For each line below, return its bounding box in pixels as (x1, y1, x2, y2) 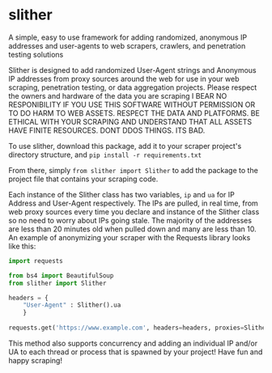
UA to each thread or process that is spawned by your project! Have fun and (8, 346, 263, 357)
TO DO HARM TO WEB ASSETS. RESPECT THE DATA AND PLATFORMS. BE (8, 108, 261, 118)
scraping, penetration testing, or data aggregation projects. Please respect (8, 83, 257, 92)
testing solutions (8, 49, 64, 59)
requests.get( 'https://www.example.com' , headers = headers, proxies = (8, 324, 244, 333)
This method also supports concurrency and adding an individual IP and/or (8, 338, 257, 348)
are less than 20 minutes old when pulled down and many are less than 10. (8, 224, 257, 234)
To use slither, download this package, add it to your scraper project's (8, 141, 242, 150)
